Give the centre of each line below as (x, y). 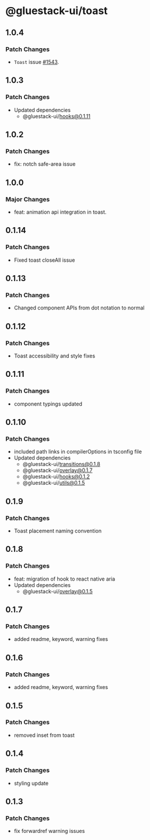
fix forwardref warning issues (49, 831)
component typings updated (48, 404)
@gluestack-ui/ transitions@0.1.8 (61, 464)
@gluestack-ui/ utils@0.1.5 (54, 483)
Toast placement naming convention (57, 531)
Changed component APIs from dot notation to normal (79, 308)
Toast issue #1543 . (36, 62)
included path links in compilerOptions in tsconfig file (78, 452)
